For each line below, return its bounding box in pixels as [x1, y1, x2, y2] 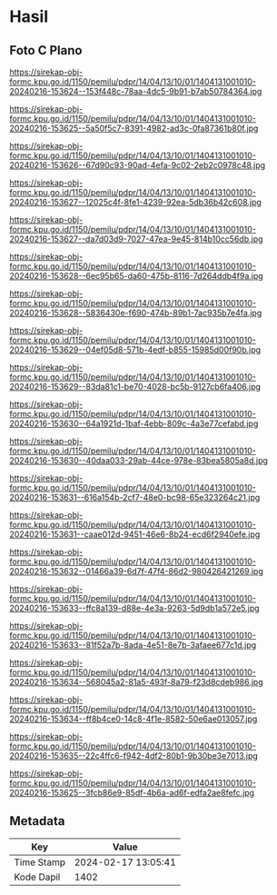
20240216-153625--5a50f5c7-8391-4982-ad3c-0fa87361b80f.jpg [9, 123, 259, 134]
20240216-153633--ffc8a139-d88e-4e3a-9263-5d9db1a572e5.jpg [9, 602, 261, 613]
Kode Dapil [14, 870, 61, 883]
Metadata [9, 813, 65, 829]
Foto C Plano [9, 43, 83, 58]
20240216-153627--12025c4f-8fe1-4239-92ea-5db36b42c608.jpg [9, 197, 262, 207]
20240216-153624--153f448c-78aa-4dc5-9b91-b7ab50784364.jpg [9, 86, 262, 96]
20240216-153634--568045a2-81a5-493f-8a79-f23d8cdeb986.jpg [9, 677, 263, 687]
